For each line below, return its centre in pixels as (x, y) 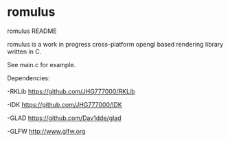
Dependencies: (28, 78)
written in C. (24, 51)
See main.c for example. (42, 64)
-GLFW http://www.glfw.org (46, 131)
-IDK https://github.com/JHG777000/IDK (65, 104)
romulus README (32, 31)
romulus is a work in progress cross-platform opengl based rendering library (115, 44)
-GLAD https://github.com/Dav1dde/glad (64, 118)
